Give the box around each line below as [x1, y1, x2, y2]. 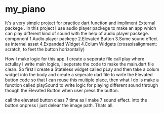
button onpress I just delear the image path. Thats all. [5, 102, 114, 108]
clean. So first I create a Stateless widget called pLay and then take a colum [5, 66, 160, 72]
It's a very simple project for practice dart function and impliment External [5, 20, 156, 26]
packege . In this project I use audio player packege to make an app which [5, 25, 157, 31]
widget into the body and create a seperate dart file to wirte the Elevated [5, 71, 153, 77]
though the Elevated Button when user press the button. [5, 87, 119, 93]
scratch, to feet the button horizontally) [5, 46, 85, 52]
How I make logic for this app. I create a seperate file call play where [5, 56, 145, 61]
